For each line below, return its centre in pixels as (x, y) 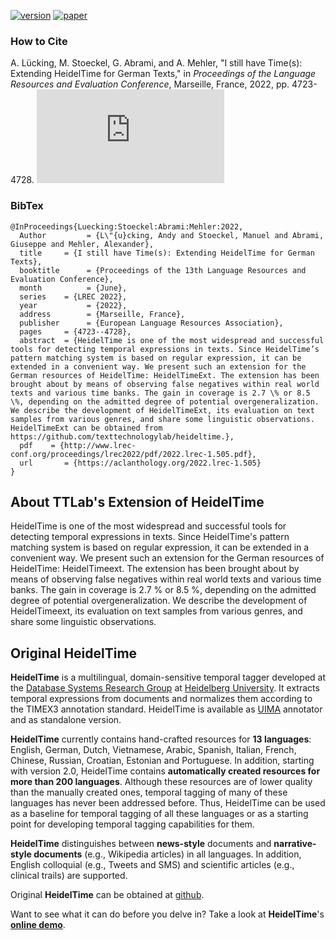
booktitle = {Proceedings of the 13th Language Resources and (163, 270)
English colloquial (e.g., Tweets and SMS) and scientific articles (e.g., (152, 865)
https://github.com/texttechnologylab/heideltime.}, (122, 436)
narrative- (295, 844)
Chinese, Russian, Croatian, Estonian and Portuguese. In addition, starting (162, 761)
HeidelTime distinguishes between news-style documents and (141, 844)
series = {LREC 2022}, (73, 296)
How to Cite (39, 41)
